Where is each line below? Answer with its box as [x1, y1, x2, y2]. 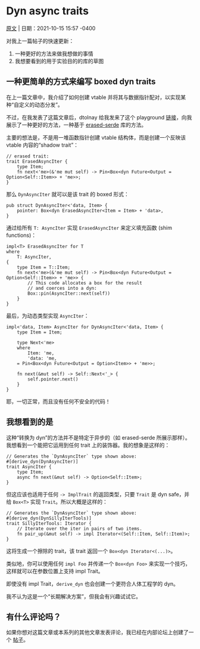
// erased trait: [6, 153, 49, 159]
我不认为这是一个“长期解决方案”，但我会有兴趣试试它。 [6, 592, 142, 600]
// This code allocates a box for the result [27, 280, 143, 286]
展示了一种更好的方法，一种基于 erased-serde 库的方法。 [6, 121, 147, 128]
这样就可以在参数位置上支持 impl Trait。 [6, 567, 104, 574]
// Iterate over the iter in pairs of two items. [17, 526, 143, 531]
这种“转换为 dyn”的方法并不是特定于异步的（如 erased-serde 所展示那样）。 [6, 434, 190, 441]
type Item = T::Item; [17, 264, 70, 270]
